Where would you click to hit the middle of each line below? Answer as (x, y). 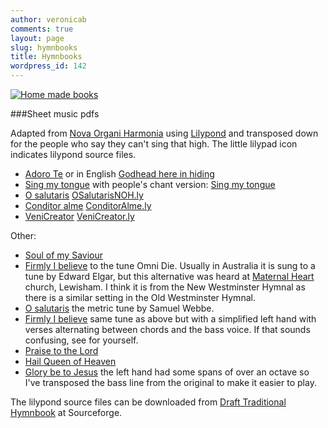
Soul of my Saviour (63, 255)
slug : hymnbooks (44, 47)
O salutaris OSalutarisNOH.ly (84, 195)
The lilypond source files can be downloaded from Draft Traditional (148, 402)
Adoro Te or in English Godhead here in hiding (119, 174)
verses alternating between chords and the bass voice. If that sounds (167, 329)
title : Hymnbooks (46, 57)
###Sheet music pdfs (55, 114)
